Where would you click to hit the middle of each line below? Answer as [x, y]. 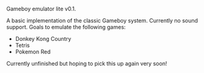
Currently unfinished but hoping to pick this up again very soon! [87, 64]
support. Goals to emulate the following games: [66, 27]
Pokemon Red [33, 52]
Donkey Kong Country [43, 39]
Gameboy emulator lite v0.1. [41, 9]
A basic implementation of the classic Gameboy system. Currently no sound [102, 20]
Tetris [22, 45]
